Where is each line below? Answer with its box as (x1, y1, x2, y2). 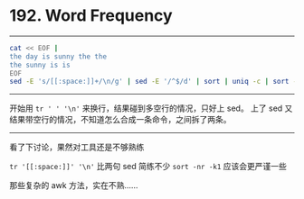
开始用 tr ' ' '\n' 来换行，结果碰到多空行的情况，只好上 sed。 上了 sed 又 (9, 103, 293, 113)
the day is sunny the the (9, 51, 107, 61)
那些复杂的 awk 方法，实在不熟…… (9, 180, 138, 191)
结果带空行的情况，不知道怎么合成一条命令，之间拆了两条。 (9, 114, 232, 125)
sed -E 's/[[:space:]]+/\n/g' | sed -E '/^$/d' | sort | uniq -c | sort (9, 77, 290, 86)
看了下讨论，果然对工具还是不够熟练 (9, 141, 145, 153)
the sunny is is (9, 60, 71, 69)
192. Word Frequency (9, 5, 174, 26)
